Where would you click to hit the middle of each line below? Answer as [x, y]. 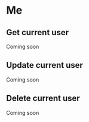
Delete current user [43, 98]
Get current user [38, 32]
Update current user [45, 65]
